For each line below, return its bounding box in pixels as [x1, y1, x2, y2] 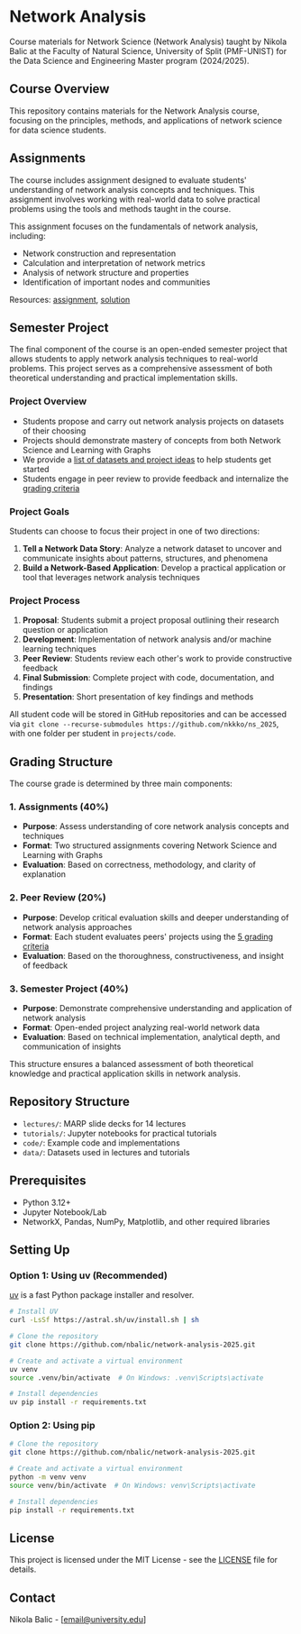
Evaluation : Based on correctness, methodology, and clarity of [22, 859, 257, 871]
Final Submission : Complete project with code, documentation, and [22, 672, 275, 683]
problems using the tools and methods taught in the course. [9, 203, 232, 214]
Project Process [9, 594, 81, 607]
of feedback [22, 960, 68, 971]
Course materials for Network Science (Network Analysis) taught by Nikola [9, 36, 287, 47]
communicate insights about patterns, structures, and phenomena [22, 552, 269, 563]
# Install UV [9, 1307, 59, 1317]
